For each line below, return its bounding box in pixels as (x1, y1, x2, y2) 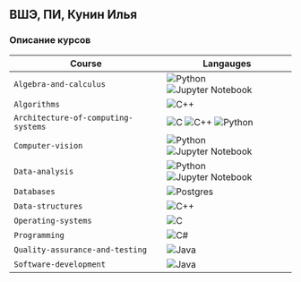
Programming (13, 230, 65, 240)
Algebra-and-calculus (13, 79, 106, 89)
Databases (13, 186, 56, 196)
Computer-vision (13, 141, 83, 150)
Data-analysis (13, 166, 74, 176)
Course (70, 57, 103, 70)
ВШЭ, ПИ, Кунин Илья (9, 7, 137, 22)
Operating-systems (13, 215, 92, 226)
